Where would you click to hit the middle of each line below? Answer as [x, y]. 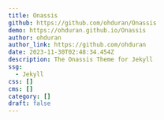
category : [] [30, 96]
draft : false [30, 103]
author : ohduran [35, 37]
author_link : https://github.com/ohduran [77, 45]
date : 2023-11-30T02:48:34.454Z [61, 52]
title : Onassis [33, 15]
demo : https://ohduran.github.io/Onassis [77, 30]
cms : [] [21, 89]
